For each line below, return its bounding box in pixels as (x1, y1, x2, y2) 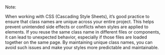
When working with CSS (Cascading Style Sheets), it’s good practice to (5, 14, 150, 19)
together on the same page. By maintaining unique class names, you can (5, 39, 153, 45)
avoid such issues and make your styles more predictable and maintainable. (5, 45, 159, 50)
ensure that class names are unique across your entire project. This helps (5, 19, 154, 24)
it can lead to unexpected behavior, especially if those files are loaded (5, 34, 147, 40)
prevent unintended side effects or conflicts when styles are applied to (5, 24, 149, 30)
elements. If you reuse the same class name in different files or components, (5, 29, 161, 35)
